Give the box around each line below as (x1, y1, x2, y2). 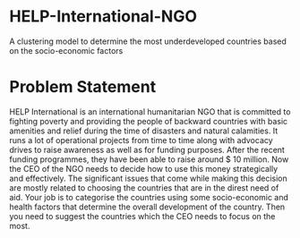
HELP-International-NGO (9, 6, 197, 27)
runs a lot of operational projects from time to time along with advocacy (9, 134, 273, 145)
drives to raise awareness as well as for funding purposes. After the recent (9, 144, 285, 155)
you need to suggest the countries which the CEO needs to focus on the (9, 210, 276, 221)
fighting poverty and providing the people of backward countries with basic (9, 115, 288, 126)
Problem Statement (9, 77, 157, 98)
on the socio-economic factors (9, 45, 124, 55)
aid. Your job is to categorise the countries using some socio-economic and (9, 191, 289, 202)
